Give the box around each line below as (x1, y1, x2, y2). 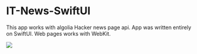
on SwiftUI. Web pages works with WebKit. (6, 30, 111, 37)
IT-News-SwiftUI (6, 4, 91, 18)
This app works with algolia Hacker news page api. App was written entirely (6, 24, 192, 31)
